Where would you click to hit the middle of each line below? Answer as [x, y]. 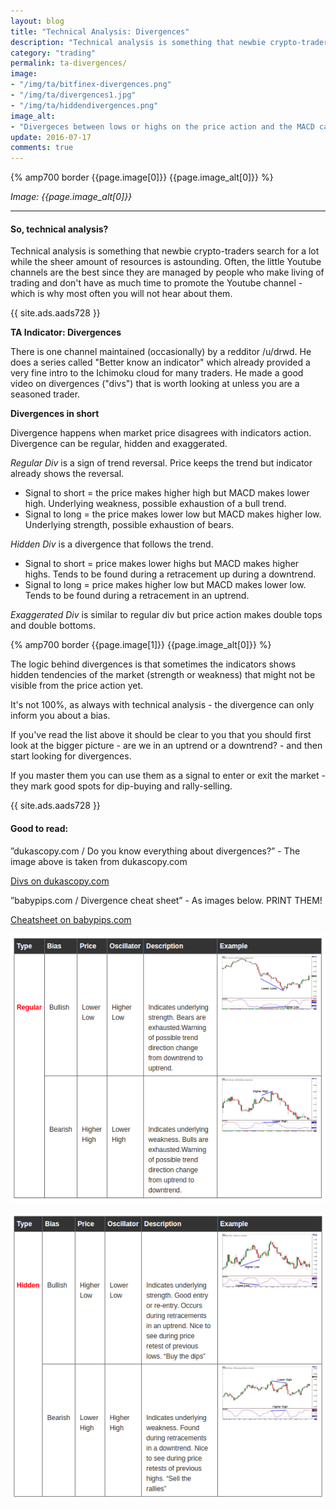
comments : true [42, 148]
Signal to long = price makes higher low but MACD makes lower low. [165, 585]
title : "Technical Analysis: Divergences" [100, 31]
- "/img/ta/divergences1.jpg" [73, 95]
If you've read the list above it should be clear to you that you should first [161, 735]
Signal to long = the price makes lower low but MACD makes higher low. [173, 514]
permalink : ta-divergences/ [69, 63]
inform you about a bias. [60, 716]
